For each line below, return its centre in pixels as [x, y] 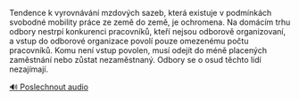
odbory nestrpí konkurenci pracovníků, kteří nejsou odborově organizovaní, [148, 31]
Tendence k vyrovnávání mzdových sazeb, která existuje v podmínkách [141, 13]
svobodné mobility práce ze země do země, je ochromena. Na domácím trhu [150, 22]
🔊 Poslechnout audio [49, 87]
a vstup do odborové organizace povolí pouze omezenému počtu [129, 41]
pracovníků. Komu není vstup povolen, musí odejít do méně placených [138, 50]
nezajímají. [29, 69]
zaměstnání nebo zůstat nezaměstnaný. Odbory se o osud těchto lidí [135, 60]
